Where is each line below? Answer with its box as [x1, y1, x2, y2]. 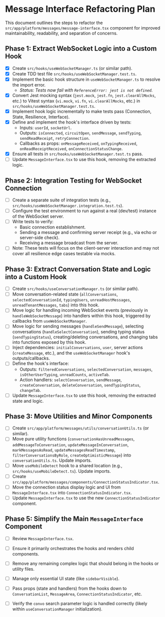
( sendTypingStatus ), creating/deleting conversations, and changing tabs [12, 334, 158, 340]
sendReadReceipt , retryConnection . [19, 135, 90, 141]
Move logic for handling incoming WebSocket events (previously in [12, 307, 148, 313]
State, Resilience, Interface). [12, 114, 70, 120]
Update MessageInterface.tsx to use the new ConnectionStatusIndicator [12, 495, 160, 501]
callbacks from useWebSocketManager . [12, 318, 87, 324]
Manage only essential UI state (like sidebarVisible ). [12, 575, 120, 582]
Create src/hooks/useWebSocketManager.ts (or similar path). [12, 65, 132, 71]
